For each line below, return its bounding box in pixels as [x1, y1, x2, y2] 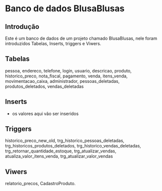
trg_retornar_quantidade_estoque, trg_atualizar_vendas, [5, 148, 117, 154]
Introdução [5, 23, 40, 31]
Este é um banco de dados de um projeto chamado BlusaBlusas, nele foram [5, 35, 158, 41]
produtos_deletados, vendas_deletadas [5, 83, 84, 89]
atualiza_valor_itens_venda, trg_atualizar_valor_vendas [5, 153, 113, 159]
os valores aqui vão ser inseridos [12, 111, 79, 117]
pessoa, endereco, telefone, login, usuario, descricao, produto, [5, 68, 132, 73]
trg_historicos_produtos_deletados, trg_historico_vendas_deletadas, [5, 143, 142, 149]
